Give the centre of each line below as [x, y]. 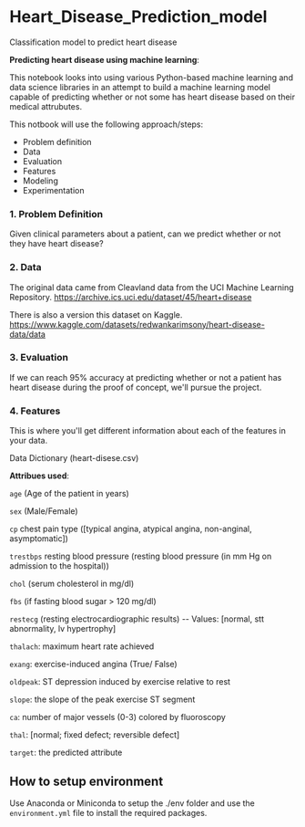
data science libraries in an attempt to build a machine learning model [140, 87]
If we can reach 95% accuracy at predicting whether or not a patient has [146, 377]
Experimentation [53, 190]
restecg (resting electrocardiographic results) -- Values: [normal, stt [137, 619]
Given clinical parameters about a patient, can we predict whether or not [145, 234]
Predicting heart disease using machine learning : [105, 59]
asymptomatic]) [39, 539]
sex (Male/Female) [44, 511]
